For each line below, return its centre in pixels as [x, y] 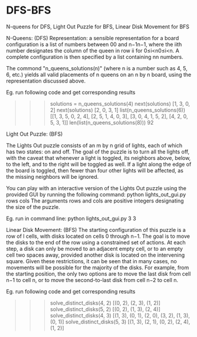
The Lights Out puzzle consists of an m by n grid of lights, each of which [94, 145]
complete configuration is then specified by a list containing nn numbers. [95, 57]
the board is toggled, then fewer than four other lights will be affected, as [95, 170]
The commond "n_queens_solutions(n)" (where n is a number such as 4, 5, [97, 68]
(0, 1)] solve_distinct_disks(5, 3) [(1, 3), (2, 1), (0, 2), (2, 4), [120, 322]
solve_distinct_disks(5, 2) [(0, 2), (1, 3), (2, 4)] [105, 309]
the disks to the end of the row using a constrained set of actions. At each [96, 242]
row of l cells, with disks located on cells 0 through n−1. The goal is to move [98, 236]
